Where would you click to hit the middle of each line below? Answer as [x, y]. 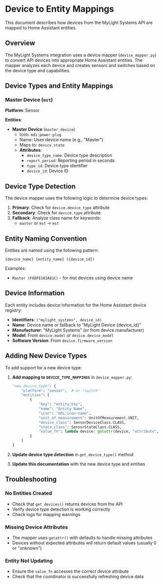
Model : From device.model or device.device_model [63, 335]
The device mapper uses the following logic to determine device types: [76, 198]
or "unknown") [27, 548]
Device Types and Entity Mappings [59, 86]
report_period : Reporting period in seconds [71, 160]
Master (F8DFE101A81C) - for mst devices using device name [72, 278]
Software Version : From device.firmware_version [62, 340]
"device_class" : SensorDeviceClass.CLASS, [82, 422]
